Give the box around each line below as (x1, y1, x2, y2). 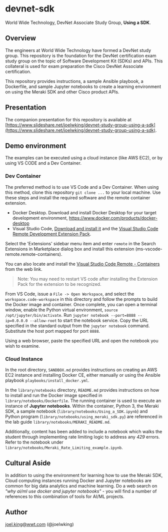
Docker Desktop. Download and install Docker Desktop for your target (12, 209, 156, 215)
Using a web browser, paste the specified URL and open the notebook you (5, 338, 158, 344)
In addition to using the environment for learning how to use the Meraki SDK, (5, 472, 163, 478)
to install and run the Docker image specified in (5, 392, 102, 398)
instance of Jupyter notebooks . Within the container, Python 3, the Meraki (5, 403, 159, 409)
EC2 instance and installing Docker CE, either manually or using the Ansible (5, 372, 161, 378)
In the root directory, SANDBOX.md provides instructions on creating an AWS (5, 367, 157, 373)
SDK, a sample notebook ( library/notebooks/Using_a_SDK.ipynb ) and (5, 408, 148, 414)
